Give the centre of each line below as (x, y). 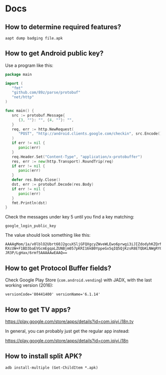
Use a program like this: (29, 65)
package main (19, 74)
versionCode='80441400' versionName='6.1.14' (53, 295)
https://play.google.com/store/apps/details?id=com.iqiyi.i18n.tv (69, 321)
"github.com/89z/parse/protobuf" (46, 93)
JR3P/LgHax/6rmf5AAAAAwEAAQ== (36, 253)
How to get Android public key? (54, 53)
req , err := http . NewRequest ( (43, 129)
